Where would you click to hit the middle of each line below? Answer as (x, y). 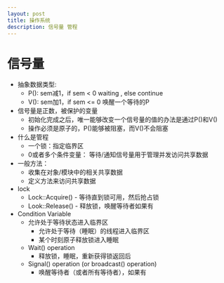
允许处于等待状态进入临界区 (68, 223)
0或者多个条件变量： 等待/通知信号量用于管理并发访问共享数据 (118, 154)
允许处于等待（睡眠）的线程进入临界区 (94, 231)
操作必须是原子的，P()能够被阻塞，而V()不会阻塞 (98, 129)
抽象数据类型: (37, 84)
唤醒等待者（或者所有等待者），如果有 (92, 272)
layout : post (26, 14)
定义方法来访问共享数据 (62, 181)
